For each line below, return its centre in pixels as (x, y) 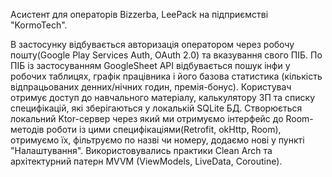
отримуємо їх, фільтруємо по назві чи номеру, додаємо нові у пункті (157, 140)
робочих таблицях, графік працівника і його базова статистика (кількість (166, 76)
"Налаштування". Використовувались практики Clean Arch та (141, 150)
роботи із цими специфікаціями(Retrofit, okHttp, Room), (164, 129)
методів (27, 129)
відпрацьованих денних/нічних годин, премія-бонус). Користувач (151, 87)
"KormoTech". (39, 25)
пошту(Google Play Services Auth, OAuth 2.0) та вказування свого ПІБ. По (166, 55)
